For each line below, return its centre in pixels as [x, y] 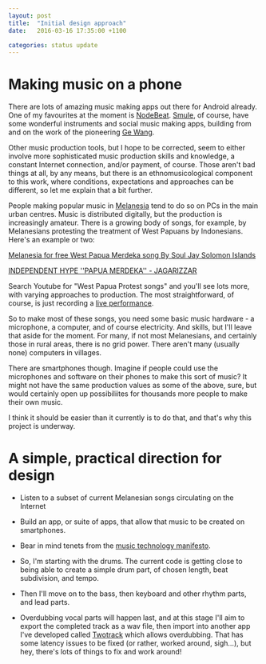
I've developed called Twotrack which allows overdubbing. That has [131, 635]
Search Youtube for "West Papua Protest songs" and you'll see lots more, [129, 286]
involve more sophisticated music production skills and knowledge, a [122, 156]
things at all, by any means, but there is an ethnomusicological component [131, 174]
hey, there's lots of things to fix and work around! [101, 652]
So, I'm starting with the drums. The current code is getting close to [131, 562]
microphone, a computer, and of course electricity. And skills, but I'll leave [130, 327]
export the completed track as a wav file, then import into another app [135, 626]
